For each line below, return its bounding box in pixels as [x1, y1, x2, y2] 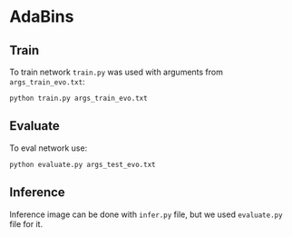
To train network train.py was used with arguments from [9, 66, 224, 77]
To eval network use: [9, 143, 88, 153]
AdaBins [9, 6, 74, 27]
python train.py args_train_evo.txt [9, 94, 148, 103]
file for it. [9, 218, 44, 229]
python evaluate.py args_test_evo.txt [9, 160, 156, 169]
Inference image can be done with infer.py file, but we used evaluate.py [9, 209, 283, 220]
